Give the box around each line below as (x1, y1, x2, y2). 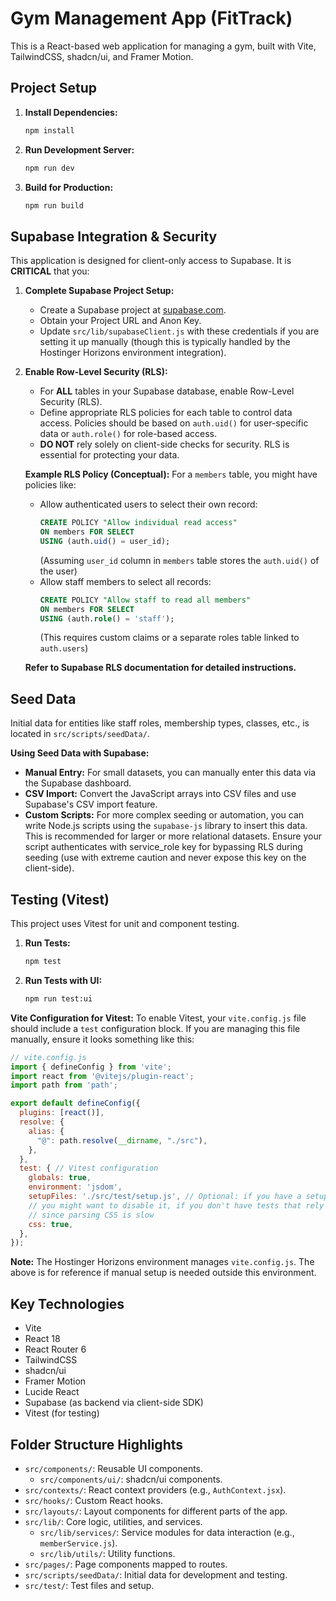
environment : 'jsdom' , (28, 1182, 123, 1192)
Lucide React (24, 1386, 80, 1398)
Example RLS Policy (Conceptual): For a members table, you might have (24, 468, 318, 481)
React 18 (24, 1333, 61, 1345)
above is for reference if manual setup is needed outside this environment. (10, 1267, 317, 1279)
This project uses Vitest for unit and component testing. (10, 918, 240, 930)
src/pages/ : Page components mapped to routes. (24, 1558, 228, 1570)
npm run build (24, 200, 84, 211)
